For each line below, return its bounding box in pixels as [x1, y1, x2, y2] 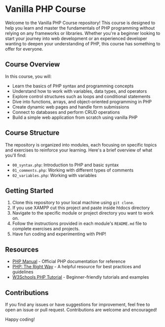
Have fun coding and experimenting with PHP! [12, 231, 106, 237]
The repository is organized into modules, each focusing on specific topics [5, 142, 157, 147]
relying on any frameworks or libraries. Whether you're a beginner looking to [5, 30, 161, 36]
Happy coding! [5, 317, 35, 322]
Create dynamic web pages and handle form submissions [12, 104, 130, 109]
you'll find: [5, 152, 27, 158]
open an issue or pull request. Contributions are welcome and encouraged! [5, 307, 158, 313]
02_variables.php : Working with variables [12, 172, 97, 178]
